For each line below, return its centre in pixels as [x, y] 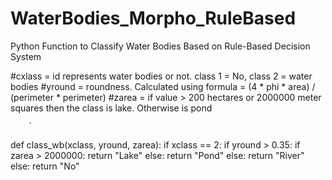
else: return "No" [45, 166]
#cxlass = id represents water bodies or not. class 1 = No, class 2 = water [161, 76]
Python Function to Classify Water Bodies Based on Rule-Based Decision [160, 46]
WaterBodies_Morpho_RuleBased [153, 18]
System [26, 56]
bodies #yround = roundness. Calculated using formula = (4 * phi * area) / [163, 86]
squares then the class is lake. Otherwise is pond [111, 108]
